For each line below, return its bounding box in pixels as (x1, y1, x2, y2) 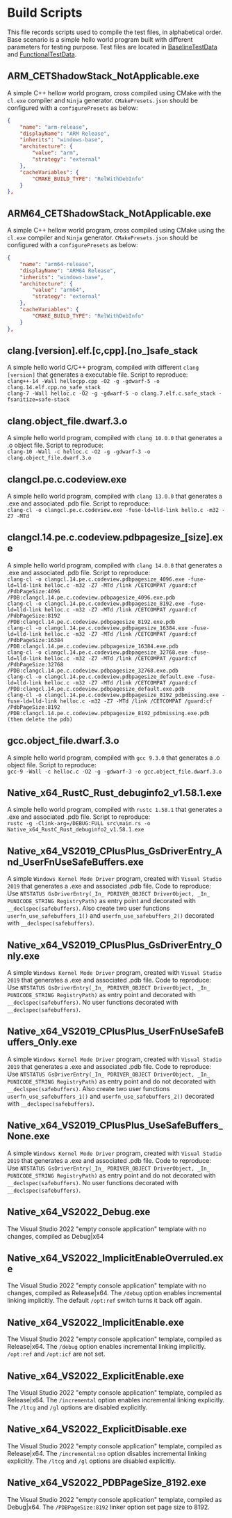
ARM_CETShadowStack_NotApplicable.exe (7, 70, 200, 82)
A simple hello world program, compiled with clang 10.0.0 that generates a (7, 434, 222, 442)
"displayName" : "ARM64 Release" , (19, 267, 117, 274)
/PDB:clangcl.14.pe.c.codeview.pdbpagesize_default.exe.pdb (7, 685, 185, 692)
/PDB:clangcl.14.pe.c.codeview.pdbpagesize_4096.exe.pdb (7, 594, 176, 601)
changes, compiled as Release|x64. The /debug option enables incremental (7, 1289, 222, 1297)
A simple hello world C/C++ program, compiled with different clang (7, 363, 199, 372)
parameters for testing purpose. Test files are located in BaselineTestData (7, 42, 217, 51)
